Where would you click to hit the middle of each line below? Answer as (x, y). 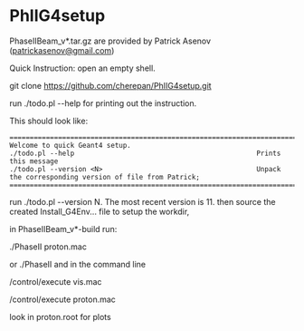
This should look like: (49, 121)
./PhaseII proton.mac (48, 247)
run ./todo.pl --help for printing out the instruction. (103, 103)
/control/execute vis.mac (56, 281)
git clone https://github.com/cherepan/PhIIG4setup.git (110, 85)
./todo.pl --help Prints (145, 153)
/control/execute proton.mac (62, 299)
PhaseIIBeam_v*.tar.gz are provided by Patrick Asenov (110, 41)
